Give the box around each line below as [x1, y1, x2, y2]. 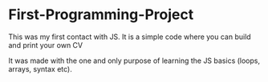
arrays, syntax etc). [8, 64, 72, 73]
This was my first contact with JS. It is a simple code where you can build [8, 32, 251, 41]
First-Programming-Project [8, 6, 194, 24]
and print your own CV [8, 40, 83, 49]
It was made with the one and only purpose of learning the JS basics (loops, [8, 56, 261, 65]
